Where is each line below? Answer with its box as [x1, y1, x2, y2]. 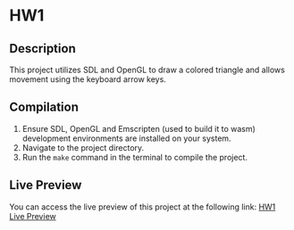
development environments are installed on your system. [21, 133, 231, 144]
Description [9, 41, 76, 56]
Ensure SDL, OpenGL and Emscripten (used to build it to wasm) [21, 123, 256, 134]
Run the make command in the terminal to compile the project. [21, 152, 248, 162]
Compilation [9, 100, 79, 115]
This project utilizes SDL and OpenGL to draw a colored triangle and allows [9, 64, 286, 75]
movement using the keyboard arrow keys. [9, 74, 167, 85]
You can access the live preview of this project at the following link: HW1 [9, 201, 276, 212]
